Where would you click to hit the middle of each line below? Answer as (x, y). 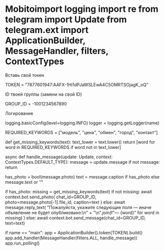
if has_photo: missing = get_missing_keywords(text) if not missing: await (79, 191)
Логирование (19, 113)
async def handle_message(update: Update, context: (59, 157)
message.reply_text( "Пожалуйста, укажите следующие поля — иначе (78, 207)
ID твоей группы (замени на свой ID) (44, 94)
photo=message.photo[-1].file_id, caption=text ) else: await (65, 202)
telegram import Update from (66, 19)
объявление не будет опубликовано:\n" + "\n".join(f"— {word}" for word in (82, 213)
